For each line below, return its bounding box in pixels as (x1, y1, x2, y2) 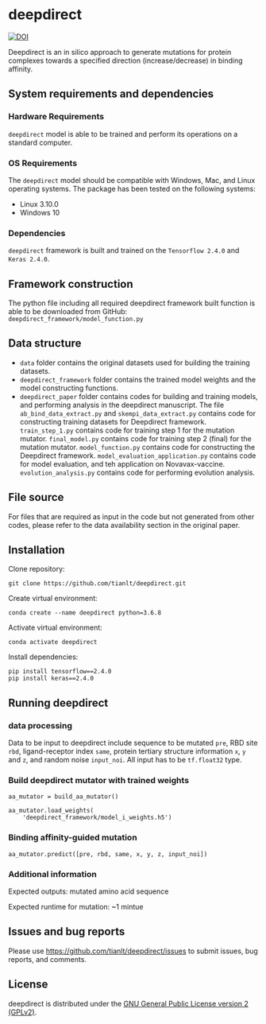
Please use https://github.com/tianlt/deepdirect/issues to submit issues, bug (8, 946, 258, 956)
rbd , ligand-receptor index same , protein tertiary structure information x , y (8, 747, 246, 756)
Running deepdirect (8, 696, 109, 709)
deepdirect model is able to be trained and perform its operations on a (8, 129, 238, 138)
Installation (8, 543, 65, 557)
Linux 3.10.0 (19, 199, 60, 208)
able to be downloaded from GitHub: (8, 307, 128, 316)
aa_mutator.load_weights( (8, 807, 94, 815)
